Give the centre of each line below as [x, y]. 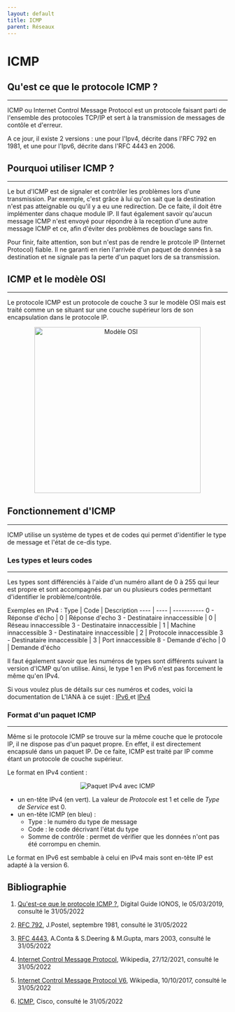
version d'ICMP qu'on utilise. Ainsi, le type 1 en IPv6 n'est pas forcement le [115, 669]
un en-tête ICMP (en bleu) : [57, 814]
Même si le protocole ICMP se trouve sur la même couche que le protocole [115, 737]
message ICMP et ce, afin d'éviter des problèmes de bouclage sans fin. [110, 229]
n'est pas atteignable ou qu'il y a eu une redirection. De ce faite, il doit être [115, 206]
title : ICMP [24, 20]
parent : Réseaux [31, 27]
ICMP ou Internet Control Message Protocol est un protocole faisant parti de [117, 110]
